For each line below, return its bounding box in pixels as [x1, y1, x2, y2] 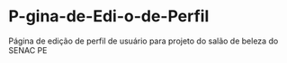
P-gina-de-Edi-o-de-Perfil [8, 6, 210, 27]
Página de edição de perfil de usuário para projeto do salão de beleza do [8, 35, 279, 46]
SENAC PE [8, 44, 48, 55]
